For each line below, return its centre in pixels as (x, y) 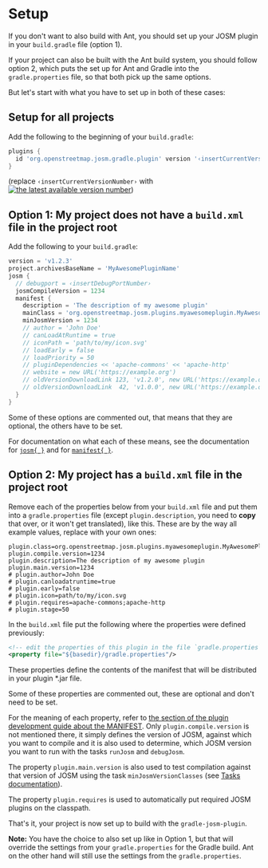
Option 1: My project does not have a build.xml (126, 215)
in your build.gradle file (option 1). (65, 44)
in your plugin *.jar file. (45, 678)
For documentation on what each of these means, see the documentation (129, 441)
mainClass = (42, 313)
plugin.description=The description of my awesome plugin (106, 560)
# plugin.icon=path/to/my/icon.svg (67, 595)
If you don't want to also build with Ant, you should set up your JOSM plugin (133, 36)
